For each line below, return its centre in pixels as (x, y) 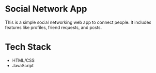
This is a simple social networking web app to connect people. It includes (78, 22)
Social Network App (46, 9)
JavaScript (23, 65)
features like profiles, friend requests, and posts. (54, 27)
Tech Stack (28, 47)
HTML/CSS (23, 60)
